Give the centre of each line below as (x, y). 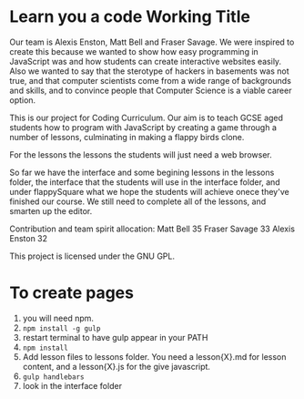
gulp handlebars (53, 377)
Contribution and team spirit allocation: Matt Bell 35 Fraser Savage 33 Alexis (152, 229)
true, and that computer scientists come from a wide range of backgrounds (150, 80)
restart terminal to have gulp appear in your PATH (115, 337)
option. (23, 100)
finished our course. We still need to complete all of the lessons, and (138, 201)
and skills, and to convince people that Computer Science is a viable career (151, 90)
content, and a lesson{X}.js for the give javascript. (117, 366)
